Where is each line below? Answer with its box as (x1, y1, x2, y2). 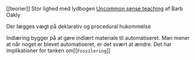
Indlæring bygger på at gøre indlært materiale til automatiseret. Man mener (6, 34, 190, 41)
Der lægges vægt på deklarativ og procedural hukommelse (6, 23, 151, 30)
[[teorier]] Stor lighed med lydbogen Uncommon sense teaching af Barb (6, 5, 184, 12)
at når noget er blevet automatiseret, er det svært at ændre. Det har (6, 41, 172, 48)
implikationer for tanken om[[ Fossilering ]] (6, 47, 111, 54)
